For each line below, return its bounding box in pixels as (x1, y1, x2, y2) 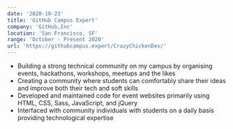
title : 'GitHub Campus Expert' (7, 17, 98, 24)
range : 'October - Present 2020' (7, 36, 105, 43)
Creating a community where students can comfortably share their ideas (17, 77, 227, 84)
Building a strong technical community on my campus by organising (17, 62, 213, 70)
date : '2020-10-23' (7, 10, 64, 17)
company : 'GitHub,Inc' (7, 23, 73, 30)
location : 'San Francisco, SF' (7, 29, 98, 37)
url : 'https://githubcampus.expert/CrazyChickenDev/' (7, 43, 167, 50)
